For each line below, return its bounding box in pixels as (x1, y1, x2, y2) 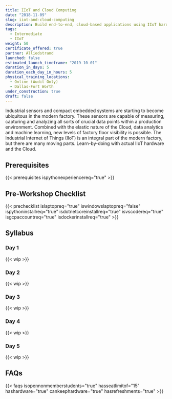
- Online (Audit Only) (10, 79, 58, 84)
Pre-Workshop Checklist (5, 189, 86, 198)
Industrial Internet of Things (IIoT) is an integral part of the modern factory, (5, 135, 163, 141)
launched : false (5, 55, 40, 61)
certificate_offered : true (5, 46, 63, 51)
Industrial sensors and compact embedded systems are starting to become (5, 107, 164, 114)
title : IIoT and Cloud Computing (5, 7, 77, 13)
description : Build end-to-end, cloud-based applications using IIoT (5, 22, 157, 27)
